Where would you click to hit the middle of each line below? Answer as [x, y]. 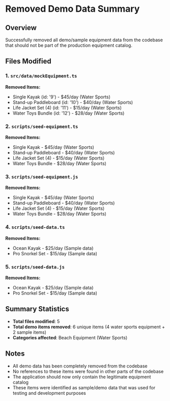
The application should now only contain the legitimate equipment [82, 377]
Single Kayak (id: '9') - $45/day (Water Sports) [62, 97]
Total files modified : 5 [36, 321]
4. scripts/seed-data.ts [35, 227]
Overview [21, 28]
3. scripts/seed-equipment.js [42, 176]
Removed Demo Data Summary [73, 9]
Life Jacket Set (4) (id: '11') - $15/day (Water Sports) [67, 108]
